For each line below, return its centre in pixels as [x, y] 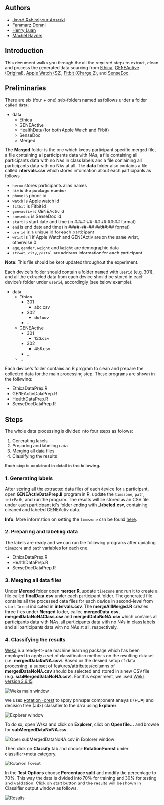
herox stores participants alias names [50, 186]
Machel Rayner [27, 35]
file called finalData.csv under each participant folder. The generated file [79, 596]
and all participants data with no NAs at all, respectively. [61, 627]
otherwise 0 [24, 243]
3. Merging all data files [33, 580]
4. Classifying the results [35, 640]
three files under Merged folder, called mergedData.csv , [62, 612]
